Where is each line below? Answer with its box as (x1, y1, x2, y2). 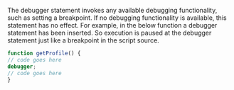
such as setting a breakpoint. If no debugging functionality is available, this (7, 13, 227, 22)
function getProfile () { (7, 50, 81, 57)
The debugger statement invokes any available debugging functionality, (7, 6, 218, 14)
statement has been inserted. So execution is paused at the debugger (7, 28, 212, 37)
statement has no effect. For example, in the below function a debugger (7, 21, 218, 29)
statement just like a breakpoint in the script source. (7, 36, 160, 45)
